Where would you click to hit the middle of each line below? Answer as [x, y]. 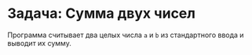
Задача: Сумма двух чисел [101, 14]
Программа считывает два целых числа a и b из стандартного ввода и [126, 35]
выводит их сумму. [39, 43]
